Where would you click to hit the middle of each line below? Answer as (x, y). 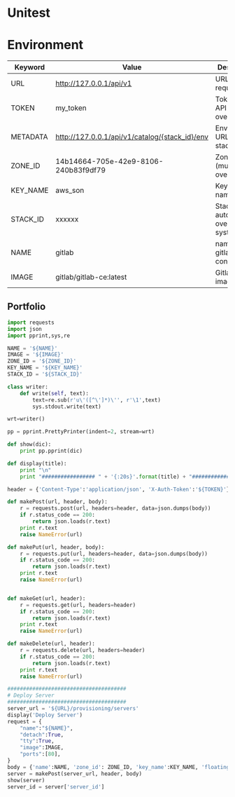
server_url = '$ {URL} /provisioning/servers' (73, 709)
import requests (31, 322)
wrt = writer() (26, 419)
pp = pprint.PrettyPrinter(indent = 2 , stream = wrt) (81, 432)
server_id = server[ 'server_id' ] (56, 786)
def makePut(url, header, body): (56, 547)
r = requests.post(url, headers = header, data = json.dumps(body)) (115, 509)
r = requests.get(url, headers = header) (78, 605)
